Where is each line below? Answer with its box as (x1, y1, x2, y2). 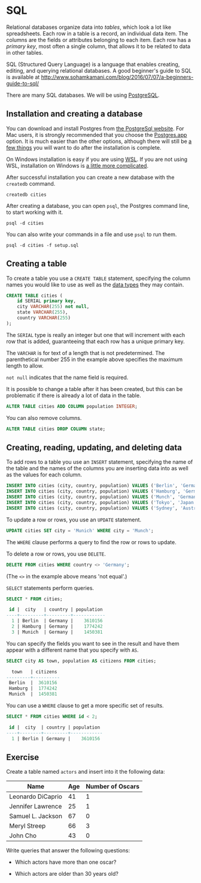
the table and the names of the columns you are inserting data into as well (6, 465, 188, 472)
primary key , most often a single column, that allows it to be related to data (6, 43, 190, 50)
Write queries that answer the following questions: (6, 847, 130, 854)
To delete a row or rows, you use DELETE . (6, 550, 106, 557)
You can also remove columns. (6, 414, 82, 421)
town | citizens (11, 669, 58, 675)
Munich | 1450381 (8, 691, 58, 697)
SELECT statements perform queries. (6, 584, 95, 592)
